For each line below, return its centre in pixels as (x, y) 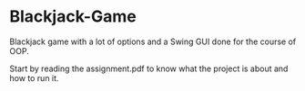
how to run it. (34, 77)
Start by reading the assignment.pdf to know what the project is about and (149, 68)
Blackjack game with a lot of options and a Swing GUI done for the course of (153, 41)
